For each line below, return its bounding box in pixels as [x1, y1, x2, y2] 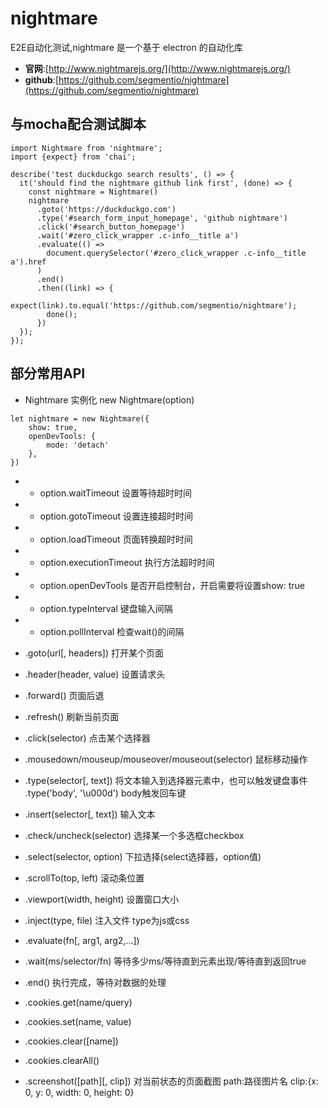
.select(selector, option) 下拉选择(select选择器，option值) [24, 850, 262, 862]
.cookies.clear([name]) [24, 1035, 119, 1047]
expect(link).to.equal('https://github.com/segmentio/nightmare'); [10, 300, 298, 311]
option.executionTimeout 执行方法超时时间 [39, 556, 215, 568]
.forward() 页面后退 [24, 689, 105, 701]
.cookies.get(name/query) [24, 996, 133, 1008]
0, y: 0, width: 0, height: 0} [24, 1086, 135, 1098]
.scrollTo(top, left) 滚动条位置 [24, 872, 145, 884]
